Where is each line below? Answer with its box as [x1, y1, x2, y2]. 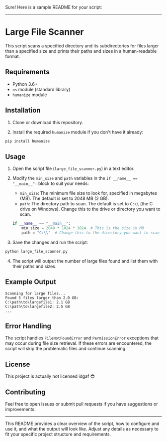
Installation [5, 106, 41, 115]
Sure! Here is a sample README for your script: [5, 4, 102, 10]
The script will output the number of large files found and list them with [12, 258, 158, 264]
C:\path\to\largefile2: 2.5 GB [5, 304, 70, 309]
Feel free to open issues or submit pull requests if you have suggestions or [5, 401, 158, 407]
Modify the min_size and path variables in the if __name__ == [12, 175, 138, 181]
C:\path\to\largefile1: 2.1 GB [5, 299, 70, 304]
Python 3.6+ [12, 81, 38, 87]
